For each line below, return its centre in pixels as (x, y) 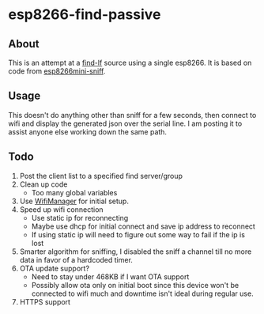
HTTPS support (45, 301)
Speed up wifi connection (62, 209)
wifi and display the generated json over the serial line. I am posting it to (125, 123)
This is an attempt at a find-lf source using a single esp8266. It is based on (130, 62)
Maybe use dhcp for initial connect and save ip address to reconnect (143, 226)
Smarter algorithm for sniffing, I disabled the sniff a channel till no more (136, 252)
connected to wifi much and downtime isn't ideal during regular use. (143, 293)
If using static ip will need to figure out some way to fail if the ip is (138, 234)
